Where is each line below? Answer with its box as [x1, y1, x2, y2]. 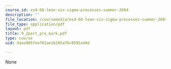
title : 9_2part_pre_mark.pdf [5, 31, 67, 36]
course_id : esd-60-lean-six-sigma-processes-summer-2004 [5, 7, 129, 13]
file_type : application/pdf [5, 21, 65, 27]
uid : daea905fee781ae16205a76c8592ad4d [5, 41, 90, 46]
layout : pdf [5, 26, 31, 31]
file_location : [5, 17, 38, 22]
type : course [5, 36, 33, 41]
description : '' [5, 12, 40, 17]
